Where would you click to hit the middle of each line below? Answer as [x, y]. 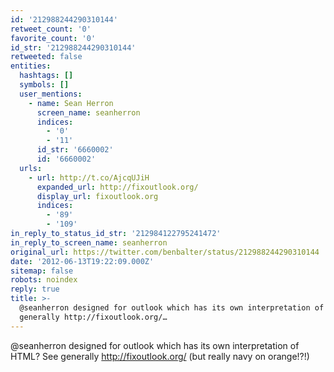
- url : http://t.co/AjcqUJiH [89, 177]
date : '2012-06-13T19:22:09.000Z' [82, 261]
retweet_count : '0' [51, 29]
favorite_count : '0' [53, 38]
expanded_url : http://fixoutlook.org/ [117, 187]
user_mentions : [51, 94]
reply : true [35, 289]
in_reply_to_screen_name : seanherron [89, 242]
